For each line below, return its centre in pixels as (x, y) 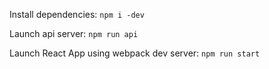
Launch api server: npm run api (74, 33)
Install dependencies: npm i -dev (77, 14)
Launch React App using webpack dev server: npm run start (135, 53)
